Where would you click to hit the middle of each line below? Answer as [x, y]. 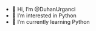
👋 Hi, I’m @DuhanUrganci [44, 9]
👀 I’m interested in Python [44, 15]
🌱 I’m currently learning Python [51, 22]
